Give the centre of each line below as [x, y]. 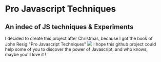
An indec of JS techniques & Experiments [69, 27]
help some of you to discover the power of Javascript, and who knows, [76, 49]
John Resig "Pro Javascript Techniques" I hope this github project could [80, 44]
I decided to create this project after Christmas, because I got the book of [79, 38]
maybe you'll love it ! [26, 54]
